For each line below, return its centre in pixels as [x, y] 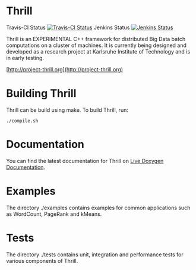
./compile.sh [22, 121]
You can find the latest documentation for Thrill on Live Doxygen [85, 161]
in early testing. [25, 58]
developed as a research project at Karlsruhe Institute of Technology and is [98, 51]
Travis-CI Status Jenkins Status [68, 27]
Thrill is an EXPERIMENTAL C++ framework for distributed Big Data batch [96, 39]
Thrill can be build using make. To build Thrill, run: [67, 110]
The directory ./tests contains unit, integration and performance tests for [95, 255]
